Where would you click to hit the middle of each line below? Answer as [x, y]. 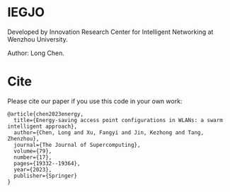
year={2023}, [33, 169]
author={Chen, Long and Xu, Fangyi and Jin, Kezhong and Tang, [109, 132]
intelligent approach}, [42, 126]
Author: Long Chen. [36, 53]
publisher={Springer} [46, 176]
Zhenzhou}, [23, 138]
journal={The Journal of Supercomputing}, [77, 145]
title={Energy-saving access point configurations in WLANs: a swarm [118, 120]
